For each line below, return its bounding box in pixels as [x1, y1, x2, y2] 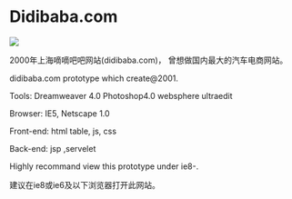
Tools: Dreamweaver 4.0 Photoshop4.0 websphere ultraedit [9, 90, 234, 101]
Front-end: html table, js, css [9, 125, 116, 136]
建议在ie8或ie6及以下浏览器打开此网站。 [9, 179, 161, 190]
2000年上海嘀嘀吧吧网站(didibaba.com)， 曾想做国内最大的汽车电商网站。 [9, 55, 288, 65]
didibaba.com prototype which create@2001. [9, 73, 179, 84]
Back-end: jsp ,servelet [9, 143, 96, 154]
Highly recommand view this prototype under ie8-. [9, 161, 199, 172]
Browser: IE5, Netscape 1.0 [9, 107, 111, 119]
